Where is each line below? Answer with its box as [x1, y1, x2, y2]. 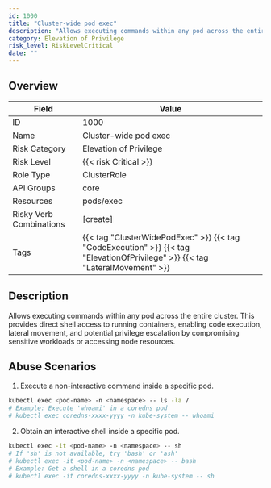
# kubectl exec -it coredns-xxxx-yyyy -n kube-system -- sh [8, 472, 215, 480]
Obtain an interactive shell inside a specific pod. [19, 427, 180, 436]
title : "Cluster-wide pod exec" [8, 19, 117, 27]
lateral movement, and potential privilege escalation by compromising [8, 327, 240, 337]
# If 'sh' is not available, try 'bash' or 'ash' [8, 449, 179, 457]
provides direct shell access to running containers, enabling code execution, [8, 319, 262, 329]
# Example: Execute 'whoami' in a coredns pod [8, 404, 168, 412]
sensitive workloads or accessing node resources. [8, 336, 176, 346]
